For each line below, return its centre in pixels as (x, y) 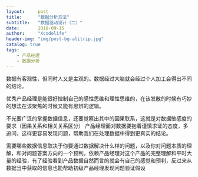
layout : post (27, 12)
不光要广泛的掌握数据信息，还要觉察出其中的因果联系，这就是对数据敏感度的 (99, 118)
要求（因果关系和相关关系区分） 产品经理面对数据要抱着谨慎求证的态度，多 (97, 126)
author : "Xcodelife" (37, 34)
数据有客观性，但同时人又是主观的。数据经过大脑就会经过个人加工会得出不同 (99, 78)
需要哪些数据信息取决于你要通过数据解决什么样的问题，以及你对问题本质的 (96, 146)
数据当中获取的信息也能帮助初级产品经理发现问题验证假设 (76, 168)
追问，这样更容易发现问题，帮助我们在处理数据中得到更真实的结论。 (89, 133)
